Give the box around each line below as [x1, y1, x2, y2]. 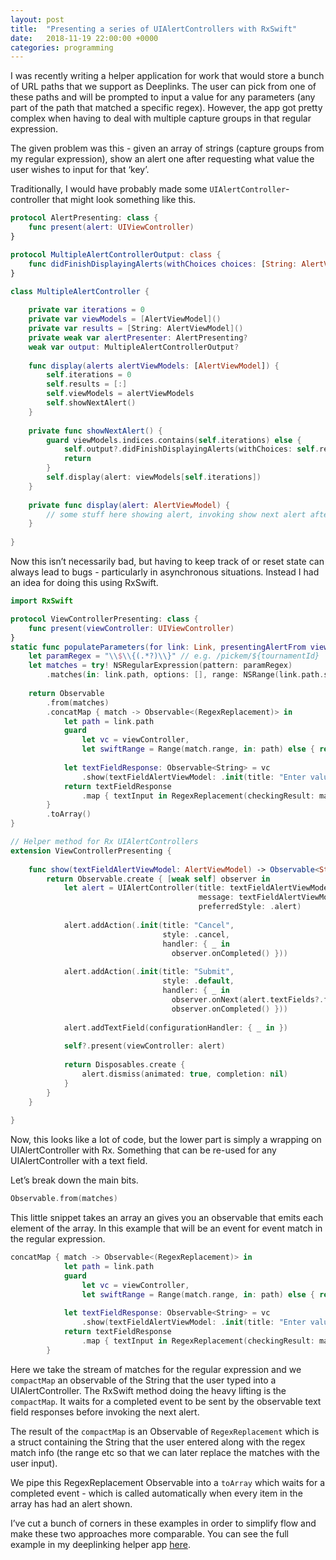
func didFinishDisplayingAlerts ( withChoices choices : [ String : [28, 259, 298, 269]
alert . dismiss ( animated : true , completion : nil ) [81, 1069, 288, 1079]
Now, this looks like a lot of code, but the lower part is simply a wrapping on [10, 1134, 322, 1146]
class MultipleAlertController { [10, 286, 150, 296]
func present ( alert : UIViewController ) [28, 222, 195, 233]
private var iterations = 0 [28, 305, 145, 315]
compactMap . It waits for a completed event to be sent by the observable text [10, 1395, 322, 1407]
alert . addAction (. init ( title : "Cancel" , [63, 920, 235, 930]
